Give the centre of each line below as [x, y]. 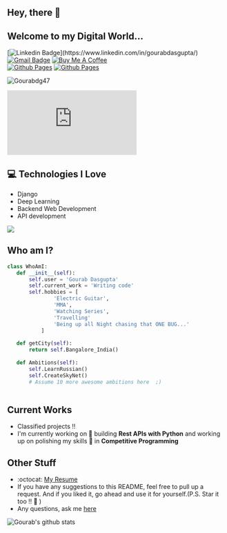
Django [27, 194]
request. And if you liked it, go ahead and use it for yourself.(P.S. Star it [118, 494]
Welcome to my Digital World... [75, 36]
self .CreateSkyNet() [58, 375]
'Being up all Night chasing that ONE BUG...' [121, 324]
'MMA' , [63, 305]
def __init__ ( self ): [46, 273]
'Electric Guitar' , [81, 299]
